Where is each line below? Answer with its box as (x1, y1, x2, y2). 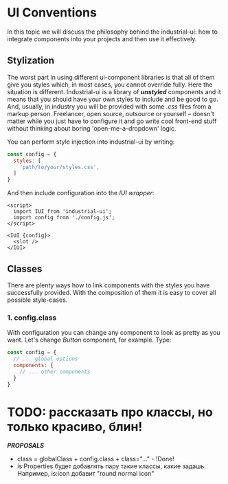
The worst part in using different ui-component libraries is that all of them (7, 73, 215, 81)
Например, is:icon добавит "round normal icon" (16, 470, 155, 478)
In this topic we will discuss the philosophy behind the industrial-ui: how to (7, 27, 218, 36)
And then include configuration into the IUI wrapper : (7, 189, 155, 197)
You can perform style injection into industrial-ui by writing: (7, 137, 175, 146)
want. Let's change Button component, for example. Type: (7, 335, 172, 344)
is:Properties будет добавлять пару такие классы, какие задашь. (16, 462, 206, 470)
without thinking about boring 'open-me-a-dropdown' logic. (7, 124, 176, 132)
